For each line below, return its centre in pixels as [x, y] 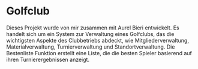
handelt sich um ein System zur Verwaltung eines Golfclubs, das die [90, 34]
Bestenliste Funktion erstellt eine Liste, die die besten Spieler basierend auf [99, 53]
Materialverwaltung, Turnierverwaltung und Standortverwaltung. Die [91, 47]
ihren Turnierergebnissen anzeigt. [48, 59]
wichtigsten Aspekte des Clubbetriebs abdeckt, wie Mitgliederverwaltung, [97, 40]
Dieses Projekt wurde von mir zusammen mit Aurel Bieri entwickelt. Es [93, 28]
